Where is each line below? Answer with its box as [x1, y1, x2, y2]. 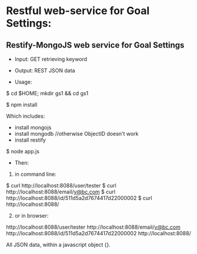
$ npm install [6, 101, 38, 108]
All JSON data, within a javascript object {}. [6, 241, 111, 248]
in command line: [14, 171, 57, 178]
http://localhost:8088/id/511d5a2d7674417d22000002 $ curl [6, 195, 152, 201]
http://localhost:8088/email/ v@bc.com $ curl [6, 188, 116, 195]
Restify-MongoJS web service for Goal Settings [6, 40, 185, 50]
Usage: [14, 78, 32, 85]
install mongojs [14, 124, 52, 131]
